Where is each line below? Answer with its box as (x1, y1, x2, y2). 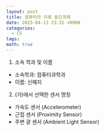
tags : (6, 36, 19, 42)
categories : (6, 25, 35, 31)
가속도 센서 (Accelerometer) (14, 103, 81, 110)
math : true (6, 42, 33, 48)
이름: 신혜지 (14, 78, 42, 86)
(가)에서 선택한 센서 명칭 (14, 91, 71, 98)
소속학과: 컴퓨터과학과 (14, 71, 66, 78)
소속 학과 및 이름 (14, 58, 53, 65)
